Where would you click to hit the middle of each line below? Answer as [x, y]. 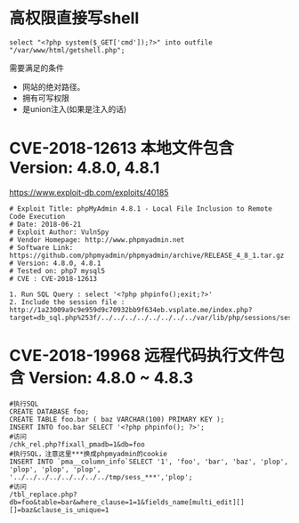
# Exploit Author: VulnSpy [59, 232]
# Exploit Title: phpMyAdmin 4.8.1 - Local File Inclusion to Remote [141, 209]
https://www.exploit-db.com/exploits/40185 [89, 192]
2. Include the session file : [67, 302]
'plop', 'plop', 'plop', [55, 469]
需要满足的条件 [36, 68]
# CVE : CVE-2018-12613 [53, 278]
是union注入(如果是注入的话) [74, 109]
